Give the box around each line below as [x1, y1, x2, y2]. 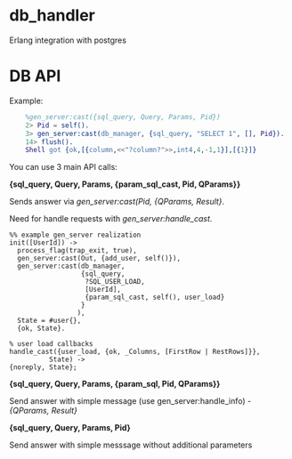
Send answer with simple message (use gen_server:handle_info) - [9, 396, 252, 407]
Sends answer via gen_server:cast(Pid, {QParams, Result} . [9, 197, 225, 207]
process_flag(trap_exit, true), [17, 246, 138, 255]
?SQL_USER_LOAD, [85, 278, 145, 286]
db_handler [9, 5, 96, 26]
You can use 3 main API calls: [9, 162, 118, 173]
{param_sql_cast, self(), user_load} [85, 293, 225, 302]
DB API [9, 66, 61, 86]
